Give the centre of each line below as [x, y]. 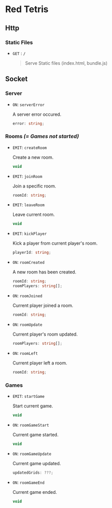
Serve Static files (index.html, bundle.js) [66, 63]
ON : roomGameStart [31, 425]
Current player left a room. [40, 363]
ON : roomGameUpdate [32, 453]
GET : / [19, 53]
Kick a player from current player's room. [55, 243]
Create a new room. [33, 157]
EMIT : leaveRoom [28, 205]
